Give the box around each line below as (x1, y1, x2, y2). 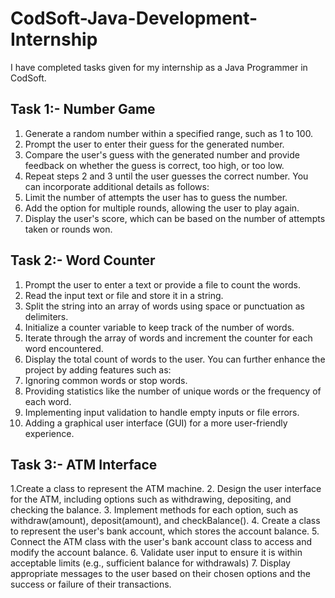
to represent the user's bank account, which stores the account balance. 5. (10, 525, 320, 537)
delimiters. (24, 310, 69, 322)
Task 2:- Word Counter (10, 252, 156, 269)
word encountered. (24, 342, 104, 354)
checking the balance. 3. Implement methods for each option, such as (10, 504, 299, 516)
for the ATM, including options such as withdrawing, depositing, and (10, 493, 292, 506)
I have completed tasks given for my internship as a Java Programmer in (10, 61, 308, 73)
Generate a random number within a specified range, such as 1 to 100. (24, 127, 314, 139)
